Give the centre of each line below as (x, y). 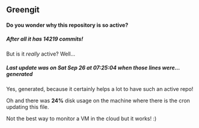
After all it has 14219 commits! (45, 39)
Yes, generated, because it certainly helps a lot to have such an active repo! (100, 89)
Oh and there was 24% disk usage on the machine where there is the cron (98, 100)
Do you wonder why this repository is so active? (67, 25)
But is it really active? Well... (41, 54)
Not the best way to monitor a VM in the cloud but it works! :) (82, 118)
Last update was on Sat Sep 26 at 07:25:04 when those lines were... (93, 68)
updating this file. (28, 106)
